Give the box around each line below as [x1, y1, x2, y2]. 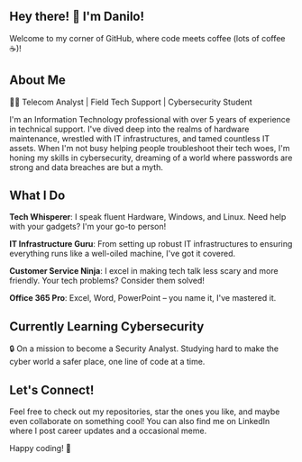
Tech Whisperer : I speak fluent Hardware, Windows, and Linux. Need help [9, 212, 287, 222]
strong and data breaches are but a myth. [9, 161, 164, 172]
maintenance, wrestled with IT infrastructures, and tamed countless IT [9, 132, 270, 144]
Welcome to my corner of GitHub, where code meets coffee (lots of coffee [9, 32, 286, 43]
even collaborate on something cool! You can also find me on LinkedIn [9, 416, 270, 427]
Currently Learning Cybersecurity [9, 319, 205, 334]
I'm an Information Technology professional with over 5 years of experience [9, 113, 291, 124]
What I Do [9, 188, 66, 204]
